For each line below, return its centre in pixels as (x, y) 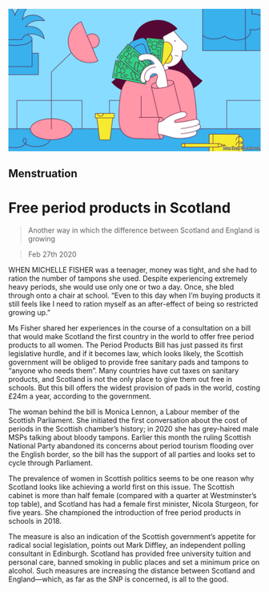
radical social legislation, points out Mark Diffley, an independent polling (127, 545)
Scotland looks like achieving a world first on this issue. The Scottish (121, 487)
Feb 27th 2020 (52, 254)
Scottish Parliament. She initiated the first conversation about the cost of (128, 420)
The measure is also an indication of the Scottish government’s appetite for (132, 536)
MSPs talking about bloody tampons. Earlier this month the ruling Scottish (130, 437)
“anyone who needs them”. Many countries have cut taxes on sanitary (124, 371)
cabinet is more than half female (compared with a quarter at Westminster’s (132, 495)
